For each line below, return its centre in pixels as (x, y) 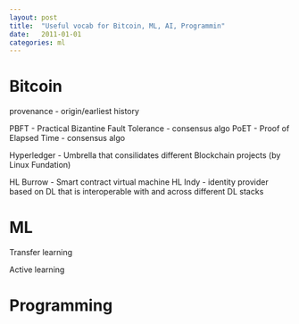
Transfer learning (41, 253)
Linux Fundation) (40, 165)
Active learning (37, 270)
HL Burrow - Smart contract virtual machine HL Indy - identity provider (139, 182)
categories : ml (37, 42)
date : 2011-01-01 (46, 34)
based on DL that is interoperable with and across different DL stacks (137, 192)
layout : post (33, 17)
